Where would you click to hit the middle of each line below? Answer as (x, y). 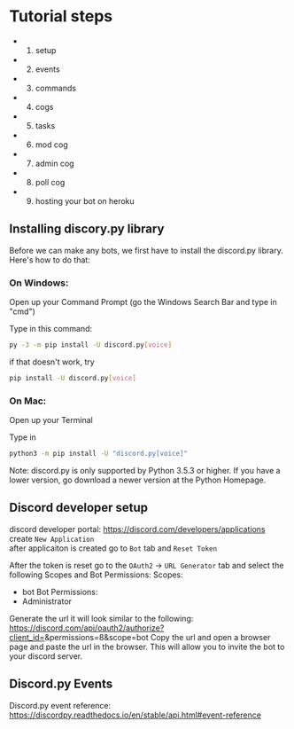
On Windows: (39, 283)
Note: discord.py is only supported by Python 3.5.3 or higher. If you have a (145, 470)
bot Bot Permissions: (60, 592)
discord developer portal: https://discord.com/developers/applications (137, 529)
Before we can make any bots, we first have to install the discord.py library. (146, 250)
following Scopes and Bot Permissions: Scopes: (96, 575)
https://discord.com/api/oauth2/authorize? (87, 628)
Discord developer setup (79, 508)
